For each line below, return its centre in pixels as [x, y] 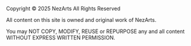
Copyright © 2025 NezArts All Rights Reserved [63, 9]
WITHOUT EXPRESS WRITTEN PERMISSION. [61, 37]
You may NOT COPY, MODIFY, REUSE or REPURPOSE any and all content [96, 31]
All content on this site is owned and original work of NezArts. [81, 20]
